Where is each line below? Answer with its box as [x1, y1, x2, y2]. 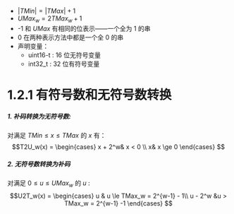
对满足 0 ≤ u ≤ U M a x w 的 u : [7, 179, 90, 189]
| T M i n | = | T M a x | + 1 [17, 7, 76, 15]
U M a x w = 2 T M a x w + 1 [17, 14, 82, 24]
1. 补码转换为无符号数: [7, 112, 72, 120]
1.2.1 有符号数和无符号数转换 [7, 87, 172, 102]
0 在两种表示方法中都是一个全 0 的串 [17, 32, 124, 42]
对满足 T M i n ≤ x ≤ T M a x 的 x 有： [7, 131, 106, 139]
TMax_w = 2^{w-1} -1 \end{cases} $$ [64, 198, 173, 208]
